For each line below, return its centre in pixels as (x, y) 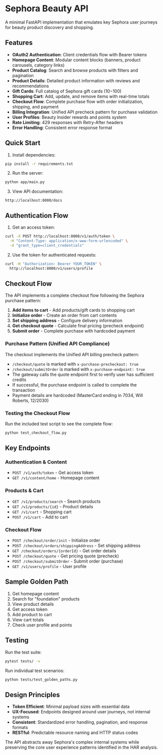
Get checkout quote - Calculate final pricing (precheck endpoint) (78, 326)
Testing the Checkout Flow (37, 413)
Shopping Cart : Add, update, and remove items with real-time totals (81, 96)
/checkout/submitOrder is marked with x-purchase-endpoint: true (79, 369)
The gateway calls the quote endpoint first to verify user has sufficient (83, 374)
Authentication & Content (36, 462)
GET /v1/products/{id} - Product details (53, 506)
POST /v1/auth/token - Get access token (53, 473)
